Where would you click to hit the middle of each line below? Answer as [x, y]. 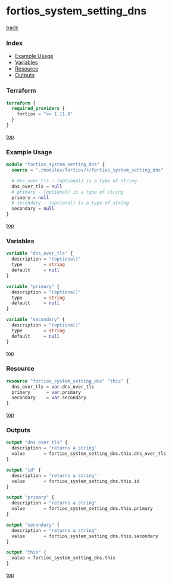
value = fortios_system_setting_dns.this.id [76, 481]
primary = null [30, 198]
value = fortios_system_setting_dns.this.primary [82, 509]
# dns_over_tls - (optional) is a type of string [74, 181]
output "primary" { [30, 497]
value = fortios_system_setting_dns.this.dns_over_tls [89, 454]
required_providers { [38, 109]
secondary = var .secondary [49, 398]
